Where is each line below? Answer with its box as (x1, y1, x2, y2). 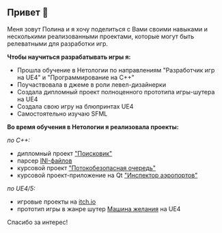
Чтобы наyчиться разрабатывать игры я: (7, 53, 131, 61)
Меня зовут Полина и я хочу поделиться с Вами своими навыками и (7, 25, 208, 33)
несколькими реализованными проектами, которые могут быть (7, 32, 195, 40)
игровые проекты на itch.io (16, 197, 96, 206)
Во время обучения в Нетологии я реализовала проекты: (7, 122, 179, 131)
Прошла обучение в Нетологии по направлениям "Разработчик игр (16, 66, 215, 74)
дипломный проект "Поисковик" (16, 149, 113, 157)
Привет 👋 (7, 7, 49, 18)
